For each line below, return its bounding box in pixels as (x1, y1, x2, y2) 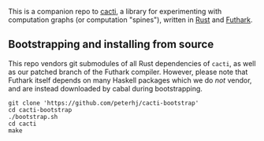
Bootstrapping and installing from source (8, 38, 214, 51)
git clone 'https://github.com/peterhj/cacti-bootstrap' (8, 98, 199, 107)
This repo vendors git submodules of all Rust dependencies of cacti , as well (8, 58, 256, 68)
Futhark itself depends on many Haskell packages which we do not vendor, (8, 75, 252, 85)
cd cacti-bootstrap (8, 106, 73, 113)
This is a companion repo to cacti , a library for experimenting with (8, 7, 222, 16)
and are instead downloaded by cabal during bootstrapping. (8, 83, 203, 93)
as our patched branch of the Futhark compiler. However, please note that (8, 67, 248, 76)
